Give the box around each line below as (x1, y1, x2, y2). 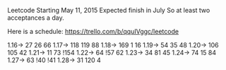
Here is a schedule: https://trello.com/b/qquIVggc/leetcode (7, 28, 179, 35)
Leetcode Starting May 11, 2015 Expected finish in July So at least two (7, 6, 210, 14)
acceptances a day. (7, 13, 65, 22)
